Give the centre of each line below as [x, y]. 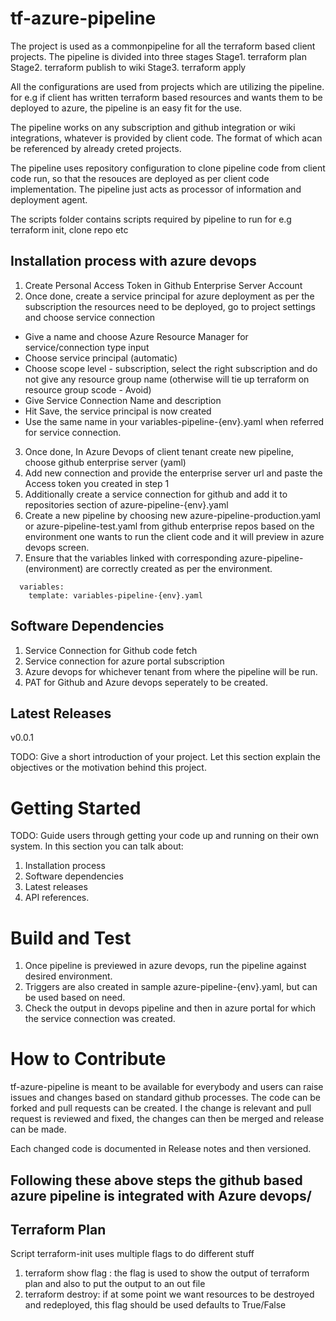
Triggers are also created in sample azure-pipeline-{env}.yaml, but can [171, 987]
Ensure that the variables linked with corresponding [131, 558]
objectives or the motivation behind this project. [108, 768]
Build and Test [71, 938]
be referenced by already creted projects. [96, 148]
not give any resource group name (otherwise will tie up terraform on [167, 379]
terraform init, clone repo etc [69, 229]
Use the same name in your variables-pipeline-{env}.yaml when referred [174, 421]
